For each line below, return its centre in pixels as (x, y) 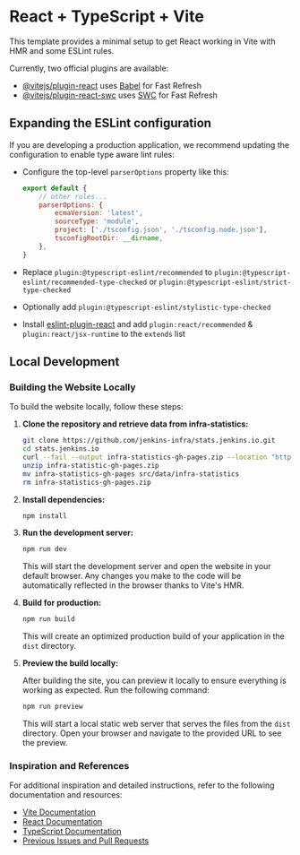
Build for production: (61, 603)
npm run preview (52, 707)
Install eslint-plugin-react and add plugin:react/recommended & (137, 324)
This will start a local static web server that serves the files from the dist (156, 724)
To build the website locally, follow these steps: (96, 407)
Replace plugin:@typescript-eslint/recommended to (117, 272)
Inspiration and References (69, 765)
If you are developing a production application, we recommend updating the (149, 144)
